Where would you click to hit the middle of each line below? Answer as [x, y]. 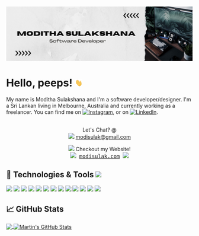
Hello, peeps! [39, 83]
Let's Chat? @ [99, 130]
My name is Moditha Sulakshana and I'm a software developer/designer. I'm [99, 99]
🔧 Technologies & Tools [50, 175]
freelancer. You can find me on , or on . [82, 112]
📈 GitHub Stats [35, 209]
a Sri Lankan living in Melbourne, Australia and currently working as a [91, 106]
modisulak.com [99, 156]
